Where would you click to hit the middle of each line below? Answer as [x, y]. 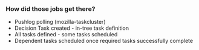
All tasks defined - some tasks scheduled [66, 35]
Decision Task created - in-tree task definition [72, 28]
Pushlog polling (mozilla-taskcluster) [60, 22]
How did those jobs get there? [51, 9]
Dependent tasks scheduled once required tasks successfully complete [104, 41]
